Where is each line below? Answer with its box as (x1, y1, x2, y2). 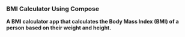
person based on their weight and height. (6, 24, 112, 31)
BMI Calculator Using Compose (6, 5, 99, 13)
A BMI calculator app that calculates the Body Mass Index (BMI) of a (6, 18, 179, 25)
